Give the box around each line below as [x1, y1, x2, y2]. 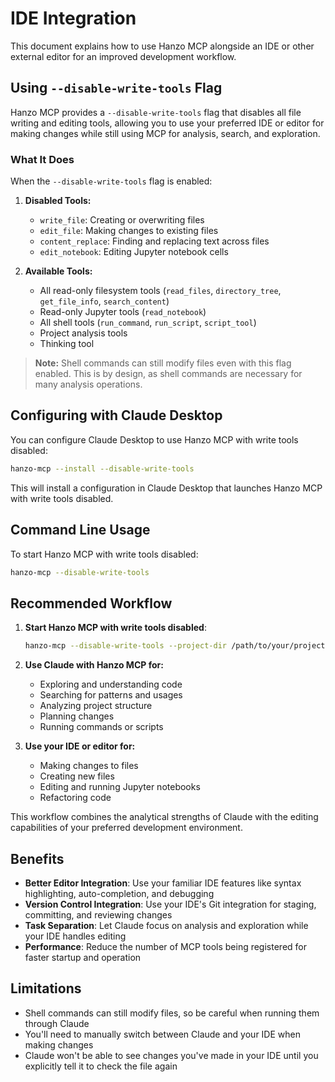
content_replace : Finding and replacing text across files [39, 235, 270, 247]
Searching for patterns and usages [39, 689, 183, 701]
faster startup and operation [24, 951, 142, 963]
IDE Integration [10, 7, 137, 30]
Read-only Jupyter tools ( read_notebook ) [39, 306, 207, 318]
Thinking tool [39, 338, 95, 350]
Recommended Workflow [10, 595, 173, 612]
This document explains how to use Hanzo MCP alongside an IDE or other [10, 40, 315, 52]
